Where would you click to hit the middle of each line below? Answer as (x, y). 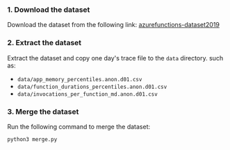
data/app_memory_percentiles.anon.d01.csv (80, 79)
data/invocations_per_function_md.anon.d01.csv (87, 94)
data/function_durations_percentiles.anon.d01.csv (92, 87)
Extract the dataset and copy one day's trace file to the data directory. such (115, 58)
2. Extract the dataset (44, 43)
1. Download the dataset (49, 10)
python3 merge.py (32, 139)
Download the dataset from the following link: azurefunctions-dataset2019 (114, 25)
